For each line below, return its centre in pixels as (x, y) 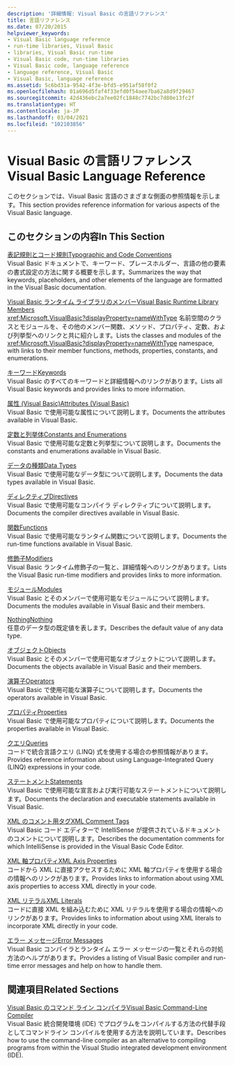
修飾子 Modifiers (30, 559)
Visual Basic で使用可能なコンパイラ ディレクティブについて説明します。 (111, 505)
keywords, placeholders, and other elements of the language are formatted (115, 280)
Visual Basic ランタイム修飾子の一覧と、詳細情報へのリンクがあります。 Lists (117, 567)
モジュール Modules (35, 589)
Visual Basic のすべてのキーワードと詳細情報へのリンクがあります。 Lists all (115, 381)
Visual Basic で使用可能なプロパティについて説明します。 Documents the (111, 721)
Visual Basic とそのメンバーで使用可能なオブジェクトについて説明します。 (113, 659)
